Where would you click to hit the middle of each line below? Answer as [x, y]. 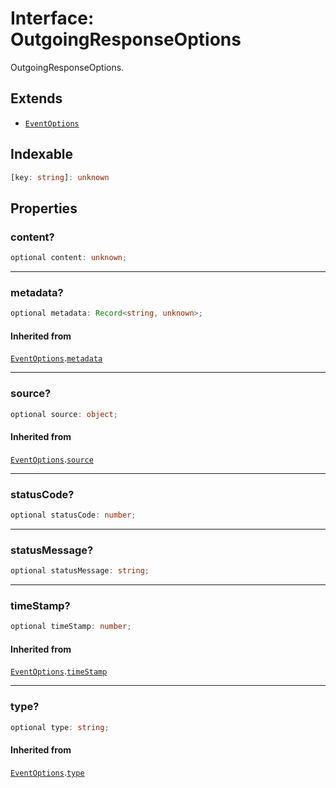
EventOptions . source [52, 459]
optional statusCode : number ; [73, 515]
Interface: [52, 18]
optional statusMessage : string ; [80, 571]
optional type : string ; [60, 727]
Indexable [42, 154]
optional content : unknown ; [69, 258]
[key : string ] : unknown [60, 177]
